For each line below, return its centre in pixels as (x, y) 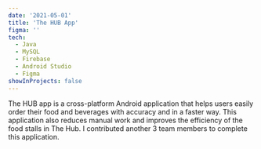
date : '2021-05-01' (40, 15)
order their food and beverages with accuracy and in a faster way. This (123, 111)
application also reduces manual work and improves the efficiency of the (125, 120)
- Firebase (33, 60)
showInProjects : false (45, 81)
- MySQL (28, 52)
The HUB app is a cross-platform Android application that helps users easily (131, 104)
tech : (17, 37)
